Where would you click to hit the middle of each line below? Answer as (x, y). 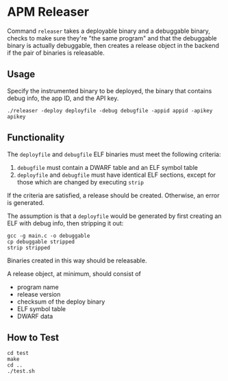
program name (38, 287)
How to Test (33, 337)
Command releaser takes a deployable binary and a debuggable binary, (109, 31)
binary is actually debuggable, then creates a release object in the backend (113, 45)
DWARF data (35, 316)
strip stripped (29, 247)
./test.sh (21, 371)
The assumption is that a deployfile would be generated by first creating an (114, 216)
